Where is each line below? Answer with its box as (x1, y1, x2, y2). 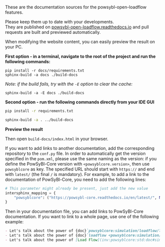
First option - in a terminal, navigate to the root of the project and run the (5, 53, 156, 59)
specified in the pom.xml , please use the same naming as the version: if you (5, 155, 157, 161)
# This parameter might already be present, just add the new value (5, 186, 148, 191)
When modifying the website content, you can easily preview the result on (5, 39, 155, 45)
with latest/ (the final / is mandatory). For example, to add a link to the (5, 171, 149, 177)
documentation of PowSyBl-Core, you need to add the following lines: (5, 176, 146, 182)
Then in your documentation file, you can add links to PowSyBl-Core (5, 208, 144, 215)
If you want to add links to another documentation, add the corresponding (5, 145, 155, 151)
